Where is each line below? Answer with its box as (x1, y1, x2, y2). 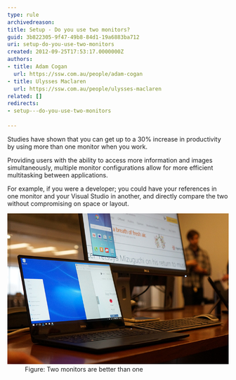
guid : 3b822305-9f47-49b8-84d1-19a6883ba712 (7, 34, 140, 41)
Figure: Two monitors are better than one (25, 365, 144, 373)
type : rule (7, 11, 39, 18)
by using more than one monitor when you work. (7, 142, 147, 151)
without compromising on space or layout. (7, 199, 129, 208)
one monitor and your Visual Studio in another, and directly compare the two (7, 191, 228, 200)
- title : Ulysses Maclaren (7, 78, 86, 85)
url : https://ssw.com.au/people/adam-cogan (13, 70, 143, 77)
